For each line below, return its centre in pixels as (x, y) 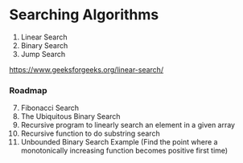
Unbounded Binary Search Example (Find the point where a (119, 142)
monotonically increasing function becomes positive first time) (124, 151)
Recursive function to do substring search (90, 133)
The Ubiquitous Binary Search (70, 116)
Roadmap (28, 90)
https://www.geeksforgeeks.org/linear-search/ (86, 69)
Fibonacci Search (50, 108)
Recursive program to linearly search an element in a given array (128, 125)
